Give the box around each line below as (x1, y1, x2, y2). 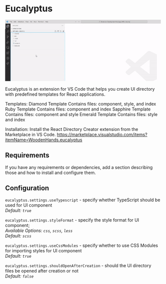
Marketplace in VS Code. (5, 131, 56, 137)
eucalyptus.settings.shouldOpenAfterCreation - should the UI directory (5, 263, 152, 269)
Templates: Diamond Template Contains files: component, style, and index (5, 101, 157, 107)
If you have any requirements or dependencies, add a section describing (5, 164, 153, 170)
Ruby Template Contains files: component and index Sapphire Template (5, 106, 151, 112)
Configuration (5, 184, 49, 192)
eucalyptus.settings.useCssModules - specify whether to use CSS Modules (5, 242, 158, 248)
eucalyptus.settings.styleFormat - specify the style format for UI (5, 217, 139, 223)
